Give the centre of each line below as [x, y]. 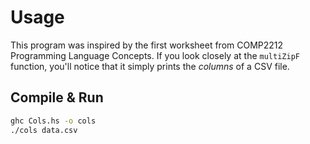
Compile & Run [57, 97]
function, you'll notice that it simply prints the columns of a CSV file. [150, 66]
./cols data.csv [44, 130]
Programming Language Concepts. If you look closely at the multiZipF [155, 55]
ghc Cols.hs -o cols [53, 121]
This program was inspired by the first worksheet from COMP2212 [147, 45]
